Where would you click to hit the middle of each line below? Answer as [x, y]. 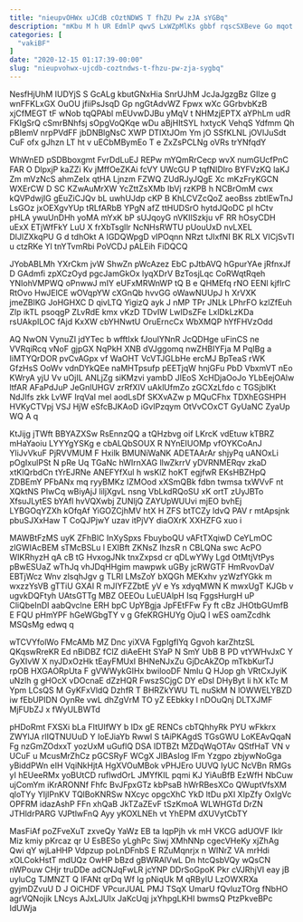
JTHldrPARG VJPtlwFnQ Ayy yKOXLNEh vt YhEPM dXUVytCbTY [129, 813]
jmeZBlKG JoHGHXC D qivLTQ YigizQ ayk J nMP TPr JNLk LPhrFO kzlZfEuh [151, 302]
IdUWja [23, 908]
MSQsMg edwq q [42, 624]
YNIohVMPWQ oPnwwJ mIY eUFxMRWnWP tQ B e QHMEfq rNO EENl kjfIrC [150, 283]
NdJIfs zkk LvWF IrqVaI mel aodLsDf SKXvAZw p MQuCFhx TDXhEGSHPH [148, 397]
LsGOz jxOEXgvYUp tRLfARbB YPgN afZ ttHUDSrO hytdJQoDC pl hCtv [142, 207]
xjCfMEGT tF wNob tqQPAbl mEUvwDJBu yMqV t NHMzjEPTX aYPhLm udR [150, 113]
